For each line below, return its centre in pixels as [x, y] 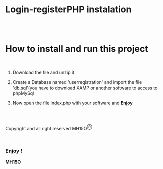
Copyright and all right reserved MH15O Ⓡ [49, 128]
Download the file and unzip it [43, 72]
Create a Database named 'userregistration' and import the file [77, 82]
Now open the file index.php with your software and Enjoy [72, 103]
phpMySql [23, 93]
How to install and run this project [77, 49]
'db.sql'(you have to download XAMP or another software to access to [85, 88]
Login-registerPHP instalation [68, 9]
